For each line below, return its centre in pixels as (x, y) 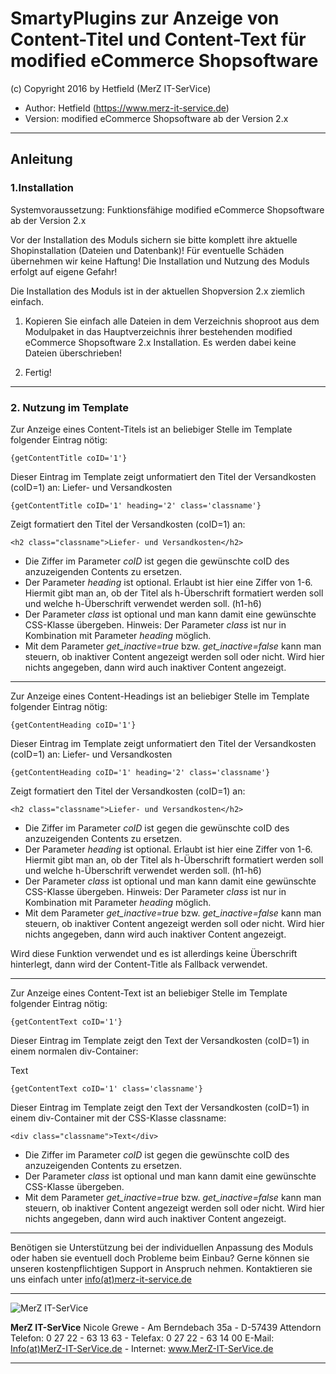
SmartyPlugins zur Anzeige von (145, 18)
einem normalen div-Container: (74, 1051)
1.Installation (42, 188)
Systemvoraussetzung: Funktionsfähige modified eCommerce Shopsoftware (167, 209)
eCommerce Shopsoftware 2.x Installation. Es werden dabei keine (160, 342)
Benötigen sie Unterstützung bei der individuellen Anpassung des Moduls (162, 1247)
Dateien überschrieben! (73, 353)
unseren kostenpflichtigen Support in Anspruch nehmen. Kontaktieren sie (161, 1268)
